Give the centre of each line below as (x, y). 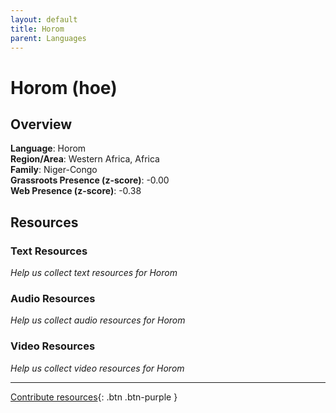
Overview (41, 124)
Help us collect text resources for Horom (94, 273)
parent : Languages (48, 38)
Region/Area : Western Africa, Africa (85, 159)
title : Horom (37, 29)
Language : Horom (48, 148)
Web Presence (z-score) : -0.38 (76, 191)
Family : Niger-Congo (54, 170)
